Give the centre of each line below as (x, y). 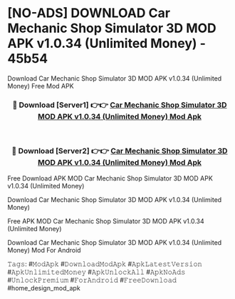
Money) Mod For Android (44, 250)
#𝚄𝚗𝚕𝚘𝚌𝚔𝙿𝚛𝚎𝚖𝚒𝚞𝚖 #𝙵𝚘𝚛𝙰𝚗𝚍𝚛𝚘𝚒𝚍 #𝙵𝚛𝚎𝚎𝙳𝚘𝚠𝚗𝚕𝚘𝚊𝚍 (92, 280)
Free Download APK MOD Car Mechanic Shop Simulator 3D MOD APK (110, 178)
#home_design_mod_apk (44, 288)
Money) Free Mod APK (41, 86)
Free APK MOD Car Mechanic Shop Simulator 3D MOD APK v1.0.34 (106, 221)
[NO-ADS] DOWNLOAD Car (89, 13)
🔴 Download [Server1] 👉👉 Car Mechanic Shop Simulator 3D (120, 105)
